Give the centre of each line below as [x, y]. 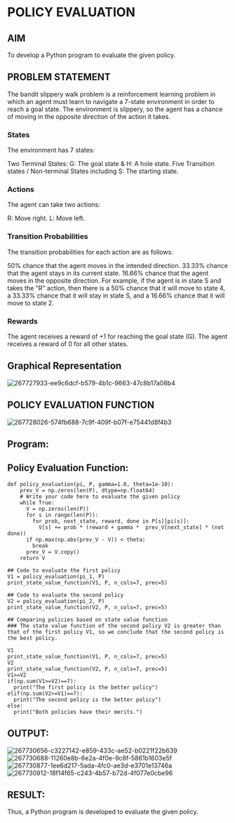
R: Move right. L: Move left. [46, 218]
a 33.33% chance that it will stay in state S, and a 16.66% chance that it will [116, 295]
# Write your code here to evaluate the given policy [100, 497]
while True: [37, 503]
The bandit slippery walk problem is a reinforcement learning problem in [112, 94]
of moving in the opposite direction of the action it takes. [89, 116]
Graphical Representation [65, 366]
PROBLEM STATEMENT [59, 77]
